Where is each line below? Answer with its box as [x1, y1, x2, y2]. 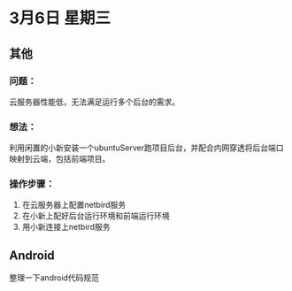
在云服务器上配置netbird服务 [21, 200, 127, 211]
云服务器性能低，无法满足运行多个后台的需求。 [9, 96, 180, 107]
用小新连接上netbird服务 [21, 222, 111, 233]
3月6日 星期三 [9, 8, 111, 28]
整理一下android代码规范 [9, 272, 100, 283]
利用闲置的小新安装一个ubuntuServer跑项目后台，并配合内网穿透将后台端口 [9, 142, 284, 153]
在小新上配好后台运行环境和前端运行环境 [21, 211, 170, 221]
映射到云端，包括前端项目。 [9, 154, 111, 165]
